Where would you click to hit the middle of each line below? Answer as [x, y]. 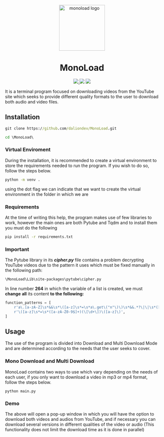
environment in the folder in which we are [47, 194]
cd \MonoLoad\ [20, 137]
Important [17, 249]
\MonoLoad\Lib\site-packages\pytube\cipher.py [53, 279]
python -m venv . [23, 180]
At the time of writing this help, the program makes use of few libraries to [79, 217]
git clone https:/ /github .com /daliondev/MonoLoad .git [61, 128]
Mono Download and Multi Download [50, 361]
